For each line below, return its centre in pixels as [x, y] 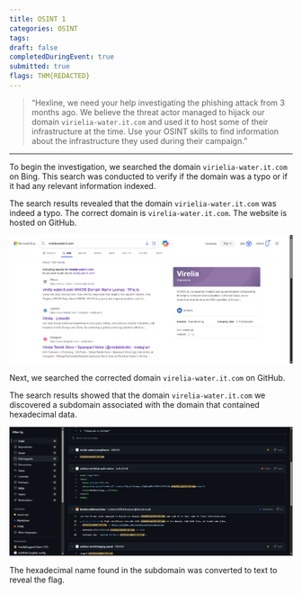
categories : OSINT [44, 28]
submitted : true [40, 67]
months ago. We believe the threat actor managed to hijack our [148, 112]
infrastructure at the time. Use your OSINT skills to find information [155, 131]
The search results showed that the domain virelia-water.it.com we [138, 395]
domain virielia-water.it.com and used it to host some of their [150, 121]
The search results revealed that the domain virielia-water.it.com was [143, 203]
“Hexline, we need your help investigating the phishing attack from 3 [158, 103]
